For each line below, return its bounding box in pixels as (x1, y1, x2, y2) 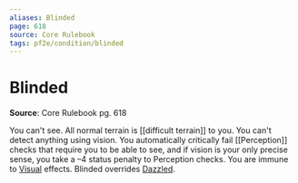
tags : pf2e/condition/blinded (9, 38, 124, 48)
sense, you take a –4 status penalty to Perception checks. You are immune (9, 154, 289, 165)
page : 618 (9, 22, 47, 31)
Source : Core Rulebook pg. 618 (9, 108, 127, 119)
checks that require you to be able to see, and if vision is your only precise (9, 144, 288, 155)
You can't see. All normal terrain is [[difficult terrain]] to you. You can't (9, 125, 272, 136)
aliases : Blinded (9, 13, 75, 23)
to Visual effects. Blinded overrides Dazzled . (9, 164, 175, 175)
